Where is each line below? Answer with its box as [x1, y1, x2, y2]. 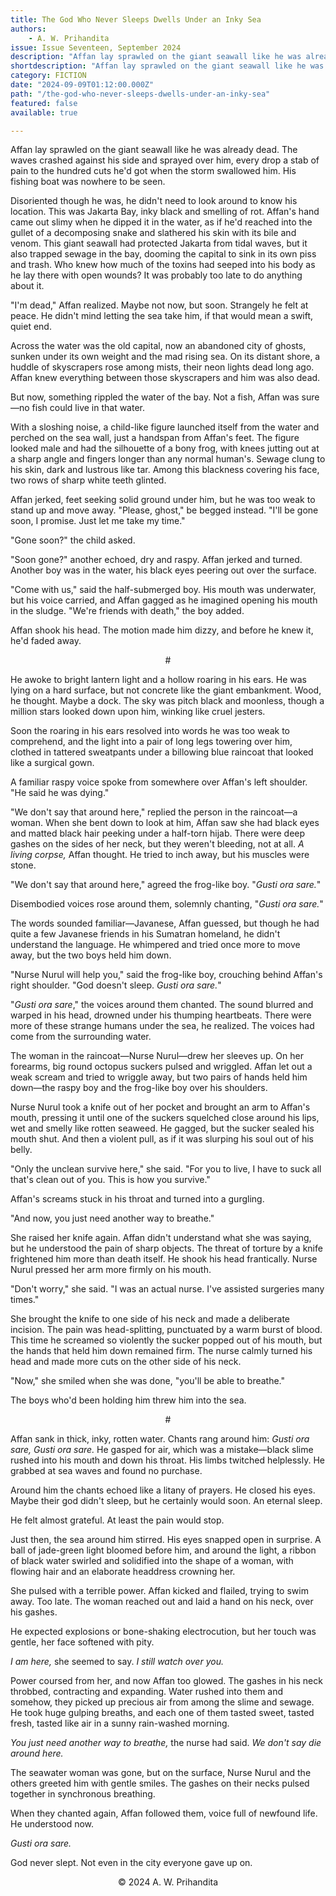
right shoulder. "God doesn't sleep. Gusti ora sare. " [10, 979, 222, 991]
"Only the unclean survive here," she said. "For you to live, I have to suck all [10, 1163, 322, 1175]
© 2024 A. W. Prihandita [117, 1876, 219, 1888]
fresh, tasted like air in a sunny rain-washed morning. [10, 1717, 230, 1730]
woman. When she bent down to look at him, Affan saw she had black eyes [10, 817, 320, 829]
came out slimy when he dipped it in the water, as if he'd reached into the [10, 216, 313, 228]
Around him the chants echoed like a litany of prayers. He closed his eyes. [10, 1484, 316, 1496]
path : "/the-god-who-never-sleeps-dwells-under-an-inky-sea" [10, 89, 271, 99]
